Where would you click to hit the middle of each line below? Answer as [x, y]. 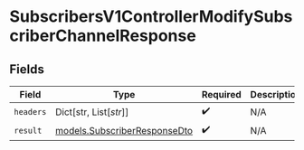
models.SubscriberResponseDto [124, 130]
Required [221, 94]
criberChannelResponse [103, 36]
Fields [27, 69]
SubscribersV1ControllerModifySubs [151, 17]
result [28, 130]
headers [30, 112]
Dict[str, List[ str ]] [92, 112]
